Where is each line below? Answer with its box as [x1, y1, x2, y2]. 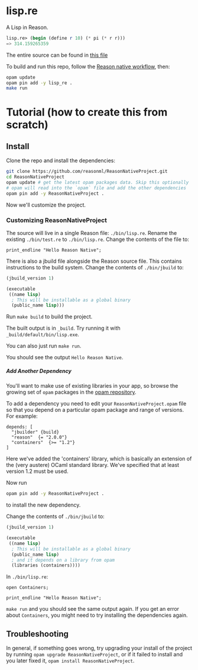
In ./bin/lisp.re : [6, 573, 48, 581]
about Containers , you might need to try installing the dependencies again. [6, 611, 188, 619]
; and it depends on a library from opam [11, 557, 115, 563]
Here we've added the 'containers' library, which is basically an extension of [6, 455, 192, 462]
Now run [6, 479, 27, 487]
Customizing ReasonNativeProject [6, 216, 108, 224]
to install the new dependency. [6, 501, 81, 508]
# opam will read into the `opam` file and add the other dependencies [6, 185, 186, 191]
